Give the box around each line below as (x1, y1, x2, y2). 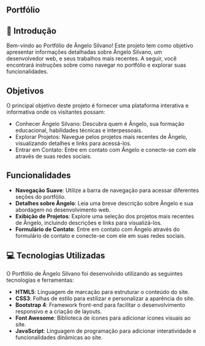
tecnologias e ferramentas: (6, 276, 75, 284)
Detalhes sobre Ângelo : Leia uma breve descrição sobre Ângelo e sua (15, 199, 194, 207)
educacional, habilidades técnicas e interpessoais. (15, 127, 143, 134)
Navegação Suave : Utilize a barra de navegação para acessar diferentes (15, 186, 199, 194)
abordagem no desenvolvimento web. (15, 206, 111, 213)
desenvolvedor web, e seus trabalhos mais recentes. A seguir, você (6, 55, 177, 62)
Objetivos (6, 86, 44, 96)
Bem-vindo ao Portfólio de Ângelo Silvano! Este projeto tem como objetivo (6, 42, 194, 50)
